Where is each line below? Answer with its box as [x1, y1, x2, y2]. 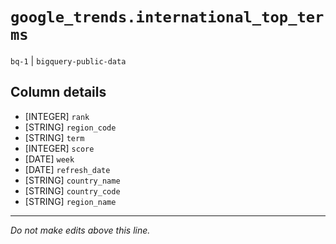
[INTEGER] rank [24, 110, 90, 122]
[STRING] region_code [24, 121, 117, 133]
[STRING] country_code [24, 184, 121, 197]
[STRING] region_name [24, 195, 117, 207]
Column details [10, 84, 107, 101]
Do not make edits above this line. [10, 224, 151, 236]
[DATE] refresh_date [24, 163, 111, 175]
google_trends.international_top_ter [10, 8, 325, 27]
